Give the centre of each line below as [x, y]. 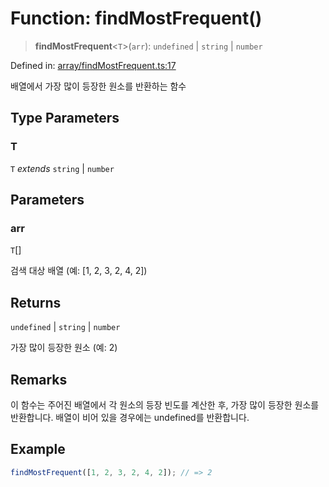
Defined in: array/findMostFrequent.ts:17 [93, 65]
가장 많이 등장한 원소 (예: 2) [64, 348]
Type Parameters [65, 118]
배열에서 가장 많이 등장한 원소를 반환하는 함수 [98, 86]
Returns [36, 302]
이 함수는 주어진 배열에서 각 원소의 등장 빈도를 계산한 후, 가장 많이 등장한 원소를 [165, 404]
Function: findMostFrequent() [136, 18]
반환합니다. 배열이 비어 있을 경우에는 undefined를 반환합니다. [130, 417]
